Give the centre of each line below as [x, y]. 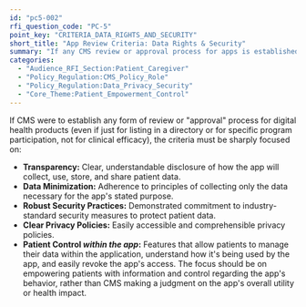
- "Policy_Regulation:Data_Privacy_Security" [106, 86]
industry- [260, 205]
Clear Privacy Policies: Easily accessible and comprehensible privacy [154, 225]
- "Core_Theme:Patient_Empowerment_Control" [103, 94]
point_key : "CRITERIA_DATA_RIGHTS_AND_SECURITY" [103, 35]
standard [40, 215]
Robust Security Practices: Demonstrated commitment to [132, 205]
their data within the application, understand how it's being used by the [156, 254]
